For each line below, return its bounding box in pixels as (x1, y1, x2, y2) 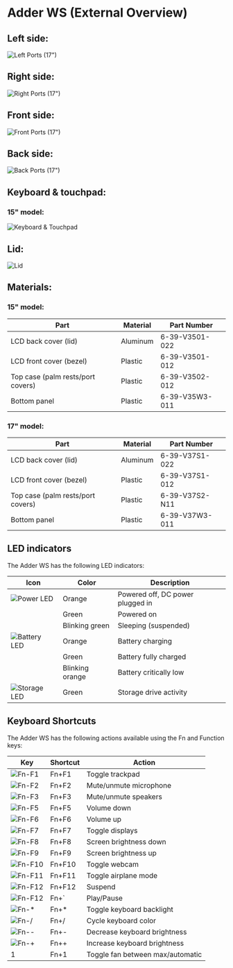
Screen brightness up (86, 848, 157, 858)
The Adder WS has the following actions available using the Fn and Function (7, 734, 225, 742)
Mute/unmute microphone (86, 780, 172, 790)
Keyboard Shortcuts (7, 716, 96, 727)
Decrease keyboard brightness (86, 927, 187, 937)
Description (150, 578, 190, 587)
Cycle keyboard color (86, 915, 157, 925)
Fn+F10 (50, 859, 76, 869)
